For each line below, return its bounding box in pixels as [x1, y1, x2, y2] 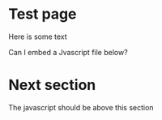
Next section [8, 76, 96, 94]
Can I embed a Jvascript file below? [8, 47, 128, 57]
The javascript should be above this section [8, 102, 154, 112]
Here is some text [8, 32, 67, 41]
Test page [8, 5, 77, 24]
